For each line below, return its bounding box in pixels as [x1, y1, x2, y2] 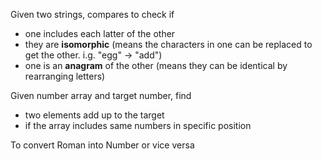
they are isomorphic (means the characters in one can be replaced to [24, 39, 313, 50]
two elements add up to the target [24, 109, 165, 121]
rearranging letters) [24, 70, 106, 82]
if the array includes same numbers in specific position [24, 120, 252, 131]
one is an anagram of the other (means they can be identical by [24, 60, 288, 71]
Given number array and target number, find [10, 90, 192, 101]
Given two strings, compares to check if [10, 9, 175, 20]
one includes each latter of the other [24, 28, 176, 39]
